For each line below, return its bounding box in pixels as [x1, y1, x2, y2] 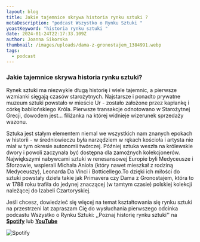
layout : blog [6, 8, 39, 15]
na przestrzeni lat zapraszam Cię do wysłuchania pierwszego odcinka [6, 204, 179, 212]
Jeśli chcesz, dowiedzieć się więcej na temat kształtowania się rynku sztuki [6, 198, 192, 206]
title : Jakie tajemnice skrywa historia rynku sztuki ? [6, 14, 148, 20]
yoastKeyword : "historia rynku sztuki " [6, 25, 109, 32]
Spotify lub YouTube [6, 218, 58, 225]
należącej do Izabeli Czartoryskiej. [6, 186, 91, 194]
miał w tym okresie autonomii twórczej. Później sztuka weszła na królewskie [6, 142, 193, 149]
